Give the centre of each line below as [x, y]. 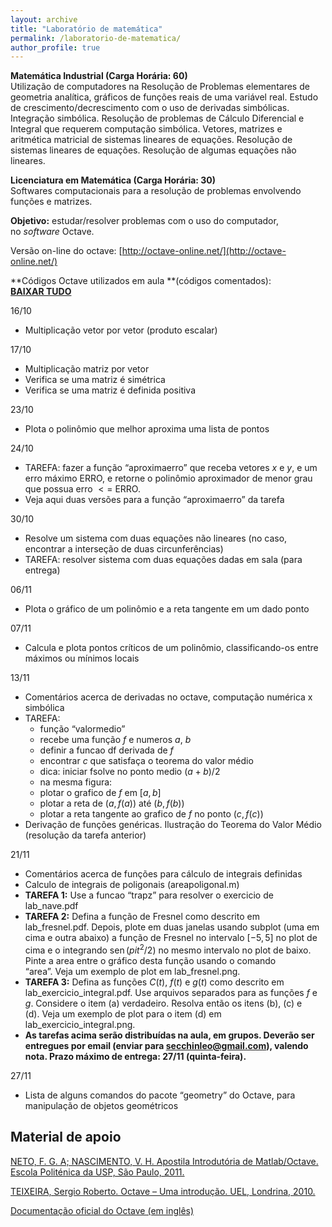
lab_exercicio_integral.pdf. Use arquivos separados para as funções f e [171, 992]
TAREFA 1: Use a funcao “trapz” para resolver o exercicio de [149, 895]
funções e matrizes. [51, 202]
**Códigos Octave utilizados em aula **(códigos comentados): [141, 281]
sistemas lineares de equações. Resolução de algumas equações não [153, 150]
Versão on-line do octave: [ [66, 251]
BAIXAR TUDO [41, 292]
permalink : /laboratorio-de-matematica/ [96, 38]
